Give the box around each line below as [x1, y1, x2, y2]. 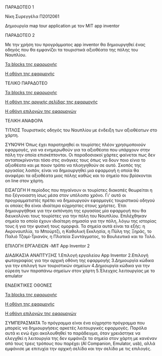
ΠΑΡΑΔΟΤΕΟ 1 [5, 4, 34, 10]
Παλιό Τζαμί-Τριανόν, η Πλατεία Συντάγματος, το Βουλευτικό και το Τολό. [5, 234, 156, 239]
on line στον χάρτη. [5, 178, 45, 183]
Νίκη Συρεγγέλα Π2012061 [5, 14, 60, 19]
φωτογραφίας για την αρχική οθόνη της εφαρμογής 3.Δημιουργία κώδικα [5, 258, 154, 263]
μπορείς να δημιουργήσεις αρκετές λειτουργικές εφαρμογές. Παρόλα [5, 325, 147, 331]
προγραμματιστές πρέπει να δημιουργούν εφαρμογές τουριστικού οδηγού [5, 197, 155, 203]
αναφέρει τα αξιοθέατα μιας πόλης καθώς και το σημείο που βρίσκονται [5, 173, 152, 178]
